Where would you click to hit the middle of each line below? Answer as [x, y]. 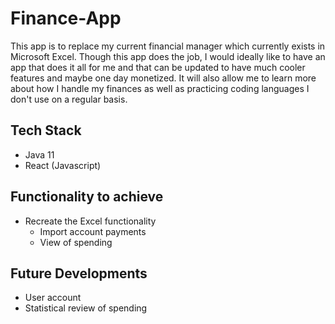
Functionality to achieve [87, 197]
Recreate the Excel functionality [90, 221]
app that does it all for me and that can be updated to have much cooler [158, 67]
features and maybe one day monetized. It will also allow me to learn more [163, 78]
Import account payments [93, 231]
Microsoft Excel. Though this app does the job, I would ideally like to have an [168, 56]
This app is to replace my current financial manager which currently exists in [168, 46]
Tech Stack [46, 130]
